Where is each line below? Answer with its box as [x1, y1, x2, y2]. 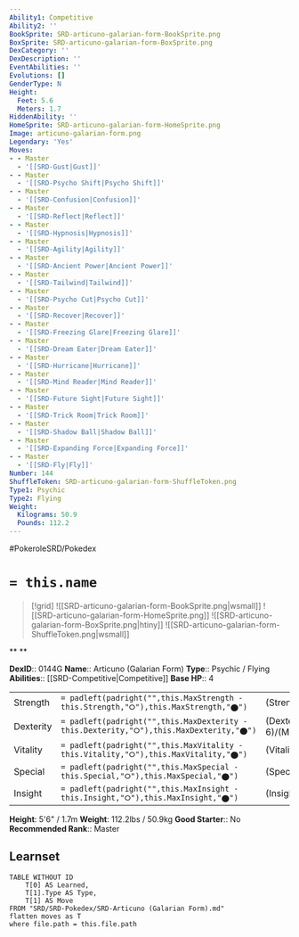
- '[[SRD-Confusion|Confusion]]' [17, 195, 141, 205]
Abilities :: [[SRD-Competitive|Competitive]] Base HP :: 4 [9, 672, 214, 683]
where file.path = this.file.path [9, 919, 138, 928]
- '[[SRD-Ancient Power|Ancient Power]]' [17, 262, 174, 271]
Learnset [9, 849, 61, 865]
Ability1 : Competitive [9, 12, 93, 22]
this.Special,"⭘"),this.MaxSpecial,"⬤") [61, 770, 238, 781]
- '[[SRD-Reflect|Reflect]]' [17, 211, 125, 221]
